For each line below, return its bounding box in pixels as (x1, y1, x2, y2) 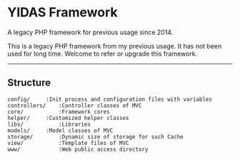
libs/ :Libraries (7, 121, 91, 128)
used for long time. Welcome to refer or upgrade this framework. (7, 49, 198, 58)
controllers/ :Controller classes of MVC (7, 101, 142, 109)
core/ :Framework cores (7, 108, 111, 115)
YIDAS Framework (7, 4, 118, 21)
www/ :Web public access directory (7, 146, 149, 153)
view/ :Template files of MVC (7, 139, 130, 146)
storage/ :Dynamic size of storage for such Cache (7, 133, 184, 140)
